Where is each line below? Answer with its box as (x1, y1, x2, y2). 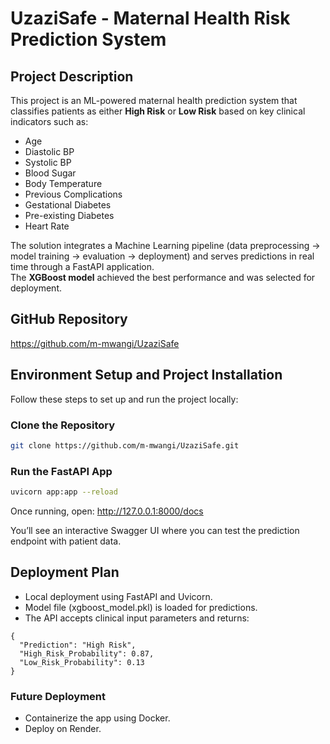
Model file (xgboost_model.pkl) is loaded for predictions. (24, 601, 258, 613)
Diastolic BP (24, 146, 75, 157)
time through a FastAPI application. (10, 261, 155, 272)
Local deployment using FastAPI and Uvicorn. (24, 590, 213, 602)
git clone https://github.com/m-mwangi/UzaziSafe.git (10, 440, 240, 451)
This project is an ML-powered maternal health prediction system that (10, 95, 298, 106)
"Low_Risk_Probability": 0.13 (19, 657, 145, 667)
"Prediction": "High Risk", (19, 640, 137, 650)
